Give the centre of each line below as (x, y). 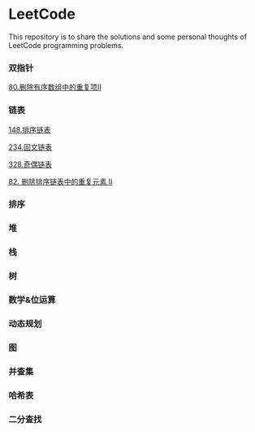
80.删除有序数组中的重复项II (55, 87)
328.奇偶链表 (30, 164)
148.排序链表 (30, 129)
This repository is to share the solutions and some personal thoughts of (128, 37)
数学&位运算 (32, 300)
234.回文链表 (30, 146)
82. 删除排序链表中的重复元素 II (61, 181)
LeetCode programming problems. (66, 45)
